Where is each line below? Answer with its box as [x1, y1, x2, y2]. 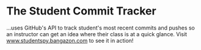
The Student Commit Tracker [6, 4, 157, 18]
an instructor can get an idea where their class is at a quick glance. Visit [6, 30, 188, 37]
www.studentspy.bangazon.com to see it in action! [6, 37, 134, 44]
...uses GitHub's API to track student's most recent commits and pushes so [6, 24, 196, 31]
